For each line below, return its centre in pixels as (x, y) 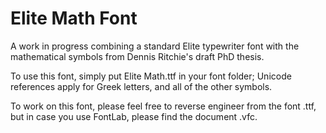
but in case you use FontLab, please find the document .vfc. (134, 116)
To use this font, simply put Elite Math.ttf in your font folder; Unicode (151, 76)
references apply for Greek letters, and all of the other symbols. (141, 86)
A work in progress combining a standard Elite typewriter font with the (155, 46)
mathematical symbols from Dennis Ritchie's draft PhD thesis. (137, 56)
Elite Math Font (74, 18)
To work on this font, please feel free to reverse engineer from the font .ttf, (163, 106)
